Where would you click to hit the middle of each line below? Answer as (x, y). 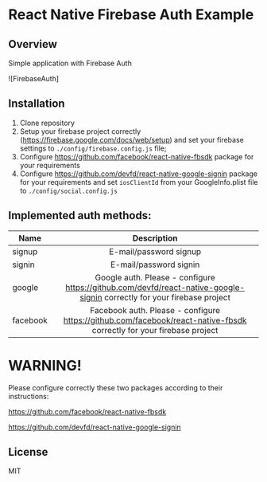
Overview (33, 44)
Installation (37, 104)
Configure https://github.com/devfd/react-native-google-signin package (139, 174)
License (28, 452)
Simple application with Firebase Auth (70, 63)
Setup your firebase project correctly (80, 131)
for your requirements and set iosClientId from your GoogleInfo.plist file (139, 182)
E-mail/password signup (155, 251)
